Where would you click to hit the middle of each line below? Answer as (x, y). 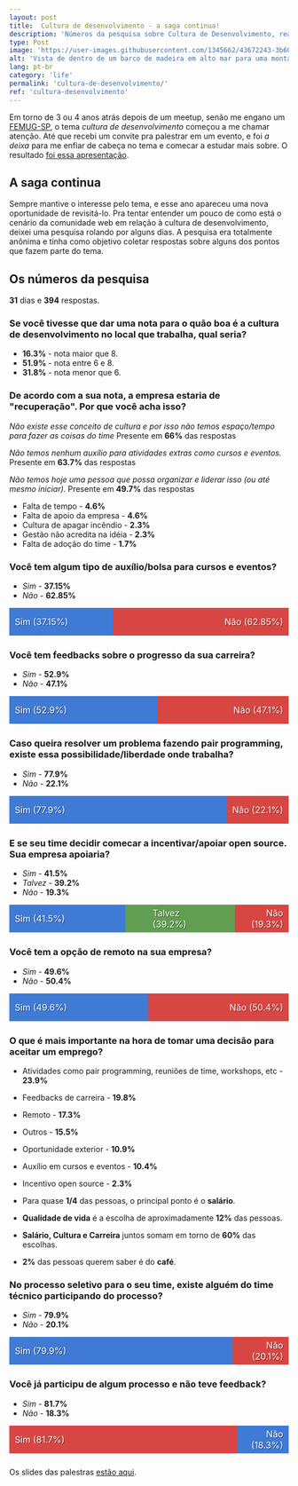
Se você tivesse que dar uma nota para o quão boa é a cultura (144, 323)
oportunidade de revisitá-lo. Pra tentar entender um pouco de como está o (145, 213)
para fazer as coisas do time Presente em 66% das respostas (123, 435)
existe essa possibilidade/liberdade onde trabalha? (122, 755)
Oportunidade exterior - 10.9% (78, 1149)
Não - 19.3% (45, 892)
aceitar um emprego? (56, 1051)
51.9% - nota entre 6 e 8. (68, 363)
